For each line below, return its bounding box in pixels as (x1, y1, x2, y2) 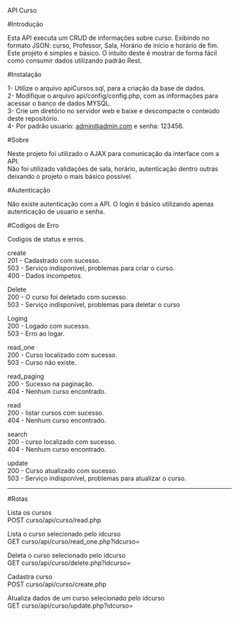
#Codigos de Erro (7, 221, 59, 229)
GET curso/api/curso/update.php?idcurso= (7, 601, 134, 610)
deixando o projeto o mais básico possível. (7, 172, 133, 180)
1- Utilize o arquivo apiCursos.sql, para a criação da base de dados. (7, 84, 206, 92)
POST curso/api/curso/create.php (7, 580, 107, 589)
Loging (7, 314, 28, 323)
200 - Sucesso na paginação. (7, 380, 95, 388)
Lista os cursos (7, 509, 52, 517)
